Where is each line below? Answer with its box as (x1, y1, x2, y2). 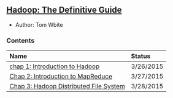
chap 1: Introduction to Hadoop (9, 62, 100, 71)
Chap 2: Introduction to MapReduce (9, 72, 112, 81)
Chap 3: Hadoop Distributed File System (9, 82, 126, 91)
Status (131, 52, 151, 60)
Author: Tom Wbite (15, 21, 63, 28)
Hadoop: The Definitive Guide (6, 5, 122, 15)
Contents (6, 36, 35, 44)
